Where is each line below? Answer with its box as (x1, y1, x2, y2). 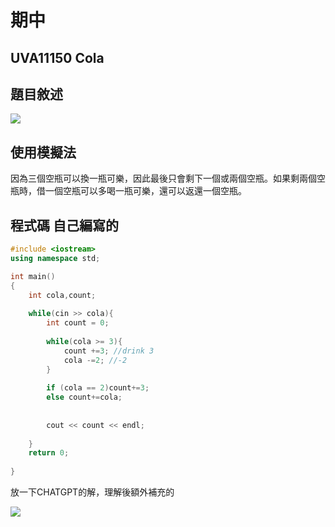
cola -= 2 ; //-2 (63, 355, 128, 365)
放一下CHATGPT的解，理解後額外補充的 (10, 486, 175, 498)
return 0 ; (28, 448, 70, 458)
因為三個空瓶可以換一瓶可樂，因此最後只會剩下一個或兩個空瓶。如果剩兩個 (10, 172, 317, 185)
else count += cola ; (46, 392, 123, 403)
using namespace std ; (10, 253, 101, 263)
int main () (10, 271, 56, 281)
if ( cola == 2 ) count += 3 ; (46, 383, 150, 393)
